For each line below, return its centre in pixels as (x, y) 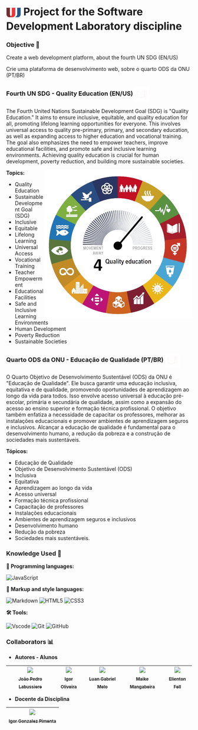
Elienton (177, 679)
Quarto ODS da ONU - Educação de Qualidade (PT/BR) (85, 360)
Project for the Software (83, 12)
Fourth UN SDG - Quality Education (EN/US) (70, 93)
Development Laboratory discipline (94, 26)
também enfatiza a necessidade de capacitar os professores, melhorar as (95, 415)
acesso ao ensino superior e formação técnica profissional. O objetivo (91, 408)
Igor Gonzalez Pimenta (32, 721)
